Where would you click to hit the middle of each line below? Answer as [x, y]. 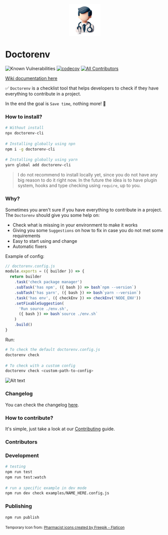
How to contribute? [29, 418]
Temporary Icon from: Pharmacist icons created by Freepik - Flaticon [65, 527]
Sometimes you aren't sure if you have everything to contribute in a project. [84, 210]
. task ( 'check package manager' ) [48, 282]
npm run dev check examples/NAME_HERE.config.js [57, 493]
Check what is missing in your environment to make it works [75, 225]
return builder [26, 277]
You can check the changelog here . [42, 405]
